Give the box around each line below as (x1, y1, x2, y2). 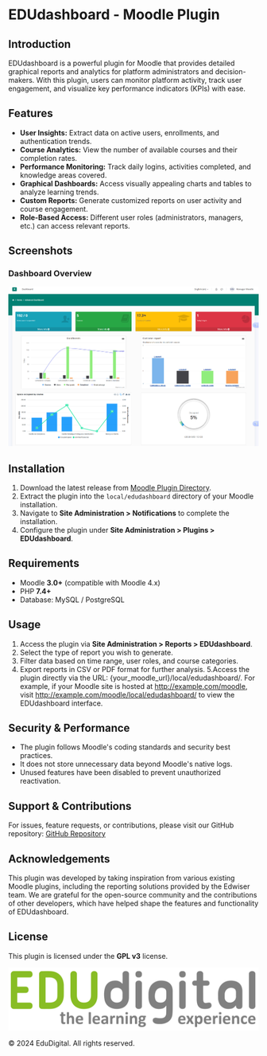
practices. (19, 751, 53, 761)
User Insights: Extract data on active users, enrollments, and (19, 127, 220, 137)
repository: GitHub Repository (8, 829, 106, 839)
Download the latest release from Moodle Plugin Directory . (19, 483, 212, 493)
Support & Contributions (8, 799, 132, 813)
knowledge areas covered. (19, 170, 107, 180)
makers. (8, 76, 35, 84)
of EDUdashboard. (8, 907, 69, 917)
